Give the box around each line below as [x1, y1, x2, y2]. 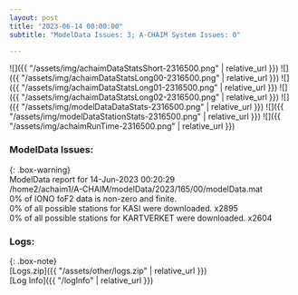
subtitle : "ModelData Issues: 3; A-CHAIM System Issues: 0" [9, 30, 242, 39]
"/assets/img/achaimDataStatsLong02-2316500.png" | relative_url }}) [21, 92, 279, 103]
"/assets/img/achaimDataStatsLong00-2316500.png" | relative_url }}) [21, 73, 280, 84]
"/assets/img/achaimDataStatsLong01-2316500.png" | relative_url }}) [21, 83, 278, 93]
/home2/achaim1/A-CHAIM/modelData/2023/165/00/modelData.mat [9, 183, 263, 194]
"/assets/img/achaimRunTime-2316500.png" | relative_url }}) [9, 121, 236, 132]
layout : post [9, 13, 59, 23]
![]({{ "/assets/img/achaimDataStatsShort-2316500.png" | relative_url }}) [9, 63, 279, 74]
